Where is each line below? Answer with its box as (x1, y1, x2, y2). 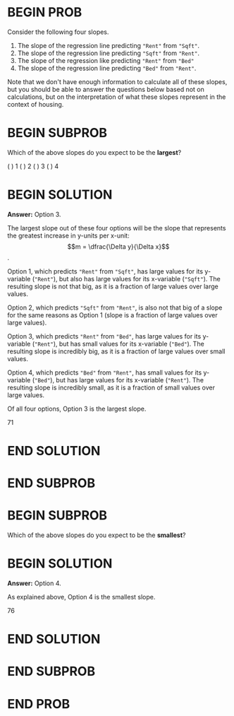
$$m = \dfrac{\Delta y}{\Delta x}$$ (67, 242, 170, 251)
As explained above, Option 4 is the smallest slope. (7, 593, 156, 601)
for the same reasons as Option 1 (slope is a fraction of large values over (7, 310, 218, 319)
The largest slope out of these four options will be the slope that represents (7, 223, 226, 232)
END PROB (7, 696, 70, 712)
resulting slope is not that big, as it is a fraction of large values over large (7, 282, 218, 290)
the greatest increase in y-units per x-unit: (7, 231, 130, 240)
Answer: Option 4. (7, 579, 61, 587)
